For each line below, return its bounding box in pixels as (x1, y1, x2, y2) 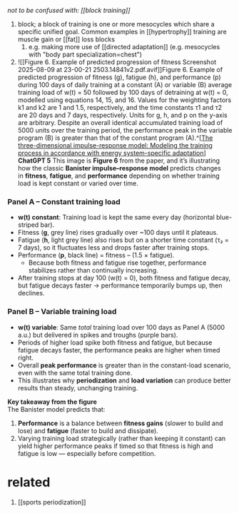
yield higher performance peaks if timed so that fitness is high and (17, 442, 213, 450)
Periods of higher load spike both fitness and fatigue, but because (17, 338, 213, 347)
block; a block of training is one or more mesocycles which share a (17, 20, 215, 28)
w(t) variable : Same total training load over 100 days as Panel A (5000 (17, 322, 225, 331)
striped (17, 220, 39, 229)
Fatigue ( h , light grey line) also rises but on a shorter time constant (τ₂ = (17, 235, 230, 245)
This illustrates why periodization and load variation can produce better (17, 376, 231, 385)
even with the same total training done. (17, 368, 133, 377)
